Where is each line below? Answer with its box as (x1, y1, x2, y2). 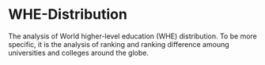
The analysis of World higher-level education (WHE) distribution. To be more (8, 31, 257, 41)
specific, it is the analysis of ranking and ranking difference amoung (8, 39, 229, 49)
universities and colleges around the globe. (8, 48, 149, 57)
